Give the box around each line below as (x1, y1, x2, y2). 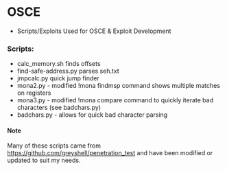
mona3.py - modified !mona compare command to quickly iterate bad (16, 96, 214, 104)
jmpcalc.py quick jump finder (16, 74, 99, 82)
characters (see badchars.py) (16, 104, 101, 112)
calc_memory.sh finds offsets (16, 60, 101, 68)
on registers (16, 89, 51, 97)
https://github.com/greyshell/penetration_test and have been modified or (7, 149, 213, 157)
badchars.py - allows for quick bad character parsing (16, 111, 168, 119)
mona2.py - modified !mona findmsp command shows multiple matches (16, 82, 221, 90)
